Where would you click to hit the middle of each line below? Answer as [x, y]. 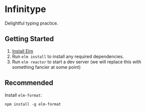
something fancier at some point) [46, 67]
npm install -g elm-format [33, 104]
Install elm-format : [23, 95]
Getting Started [29, 39]
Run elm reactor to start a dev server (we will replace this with [77, 62]
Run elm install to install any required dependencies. [68, 56]
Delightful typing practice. [32, 23]
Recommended [29, 83]
